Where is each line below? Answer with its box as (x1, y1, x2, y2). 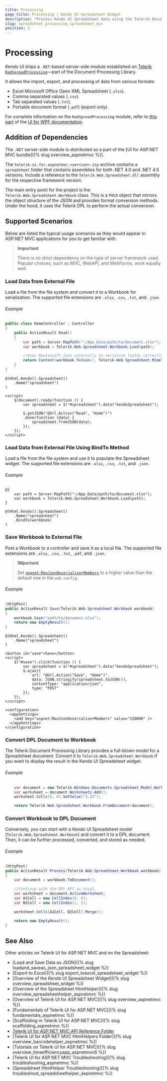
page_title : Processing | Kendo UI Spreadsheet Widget (5, 12, 121, 17)
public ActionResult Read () (14, 330, 72, 335)
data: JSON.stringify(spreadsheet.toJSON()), (31, 677, 128, 682)
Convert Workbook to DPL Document (5, 815, 96, 822)
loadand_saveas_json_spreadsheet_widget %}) (12, 965, 109, 971)
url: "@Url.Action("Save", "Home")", (31, 673, 110, 678)
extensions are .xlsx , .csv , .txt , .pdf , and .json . (5, 550, 106, 556)
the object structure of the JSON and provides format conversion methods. (5, 197, 159, 203)
